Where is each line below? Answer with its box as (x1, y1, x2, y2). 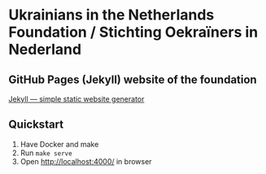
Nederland (8, 41, 82, 59)
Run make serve (20, 148, 72, 158)
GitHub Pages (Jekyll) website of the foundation (8, 72, 258, 86)
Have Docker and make (20, 139, 99, 149)
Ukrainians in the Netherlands (8, 6, 215, 24)
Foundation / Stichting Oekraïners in (8, 23, 259, 41)
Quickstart (8, 118, 64, 132)
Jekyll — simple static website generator (8, 94, 145, 103)
